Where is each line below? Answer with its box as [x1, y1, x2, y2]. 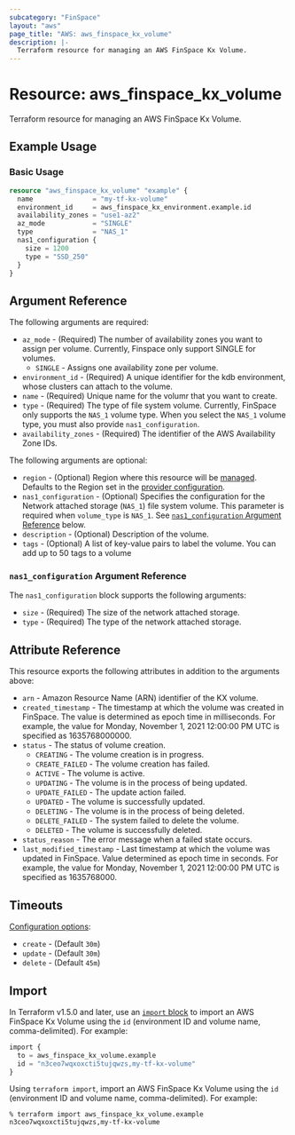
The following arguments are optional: [9, 455, 148, 466]
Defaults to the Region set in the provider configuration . [21, 481, 226, 493]
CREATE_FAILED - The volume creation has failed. [35, 758, 211, 769]
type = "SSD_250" [25, 252, 89, 261]
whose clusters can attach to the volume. [21, 381, 173, 392]
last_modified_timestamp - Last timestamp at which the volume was [21, 844, 270, 854]
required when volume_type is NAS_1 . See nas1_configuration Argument [21, 510, 282, 520]
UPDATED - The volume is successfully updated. [35, 797, 206, 807]
